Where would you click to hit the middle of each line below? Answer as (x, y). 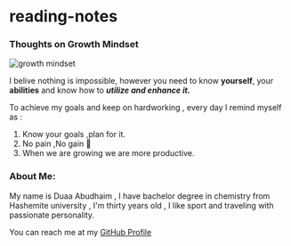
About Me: (32, 176)
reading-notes (64, 16)
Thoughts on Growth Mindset (74, 45)
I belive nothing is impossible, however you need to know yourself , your (141, 81)
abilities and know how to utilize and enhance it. (100, 90)
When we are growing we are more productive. (108, 153)
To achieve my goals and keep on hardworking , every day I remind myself (145, 108)
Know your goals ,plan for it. (74, 135)
